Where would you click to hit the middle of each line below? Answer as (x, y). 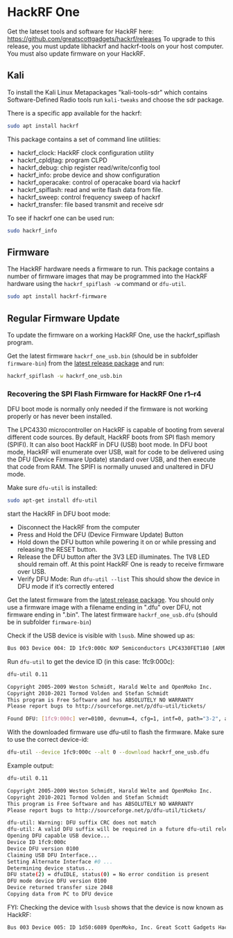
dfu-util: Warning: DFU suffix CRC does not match (82, 823)
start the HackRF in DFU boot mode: (59, 514)
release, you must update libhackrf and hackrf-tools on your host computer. (115, 46)
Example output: (31, 765)
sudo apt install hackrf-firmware (57, 296)
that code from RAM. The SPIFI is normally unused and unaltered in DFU (110, 467)
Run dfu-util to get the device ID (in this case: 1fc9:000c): (91, 661)
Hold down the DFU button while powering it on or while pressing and (116, 542)
